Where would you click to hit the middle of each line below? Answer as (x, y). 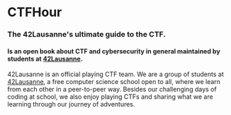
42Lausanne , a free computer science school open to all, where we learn (114, 82)
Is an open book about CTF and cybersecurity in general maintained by (114, 51)
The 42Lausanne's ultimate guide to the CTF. (87, 35)
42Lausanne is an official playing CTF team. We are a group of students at (116, 74)
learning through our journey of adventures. (71, 104)
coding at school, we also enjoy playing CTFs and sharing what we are (111, 97)
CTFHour (35, 12)
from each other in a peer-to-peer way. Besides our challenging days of (112, 90)
